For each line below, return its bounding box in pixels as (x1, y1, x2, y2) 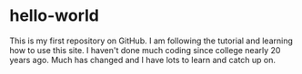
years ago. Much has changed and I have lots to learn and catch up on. (9, 54, 276, 65)
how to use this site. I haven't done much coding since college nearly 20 (9, 44, 281, 55)
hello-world (9, 5, 100, 26)
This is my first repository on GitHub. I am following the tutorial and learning (9, 35, 294, 46)
